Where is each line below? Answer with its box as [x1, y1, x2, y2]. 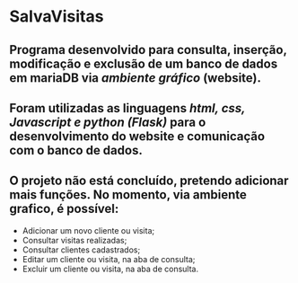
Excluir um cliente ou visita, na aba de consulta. [22, 263, 199, 274]
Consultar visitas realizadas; [22, 234, 127, 245]
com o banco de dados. [9, 142, 144, 158]
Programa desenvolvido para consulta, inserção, [9, 42, 287, 57]
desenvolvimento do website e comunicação [9, 128, 266, 144]
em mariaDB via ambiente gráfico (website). [9, 70, 262, 85]
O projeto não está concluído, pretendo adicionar [9, 173, 289, 189]
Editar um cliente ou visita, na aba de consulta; [22, 253, 196, 264]
